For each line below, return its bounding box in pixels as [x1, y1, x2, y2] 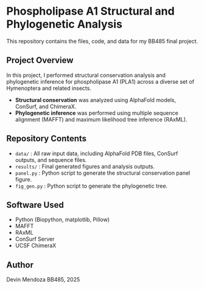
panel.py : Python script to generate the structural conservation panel [15, 169, 191, 177]
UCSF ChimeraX [15, 242, 57, 249]
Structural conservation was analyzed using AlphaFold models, [15, 96, 177, 103]
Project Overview [6, 55, 74, 65]
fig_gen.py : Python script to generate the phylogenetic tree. [15, 182, 168, 189]
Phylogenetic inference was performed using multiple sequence [15, 109, 178, 117]
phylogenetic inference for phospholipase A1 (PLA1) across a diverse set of [6, 78, 195, 85]
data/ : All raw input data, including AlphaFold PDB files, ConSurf [15, 150, 178, 157]
